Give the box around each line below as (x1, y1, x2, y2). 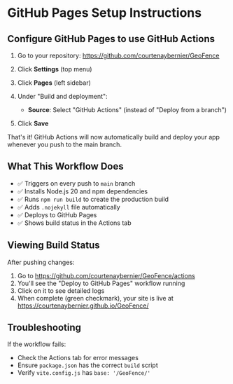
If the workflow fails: (7, 340, 66, 348)
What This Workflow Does (7, 160, 124, 172)
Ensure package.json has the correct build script (17, 361, 159, 369)
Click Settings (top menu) (17, 65, 92, 73)
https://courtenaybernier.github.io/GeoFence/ (17, 301, 149, 310)
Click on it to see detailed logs (17, 286, 105, 295)
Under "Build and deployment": (17, 92, 108, 100)
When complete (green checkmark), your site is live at (17, 294, 174, 302)
